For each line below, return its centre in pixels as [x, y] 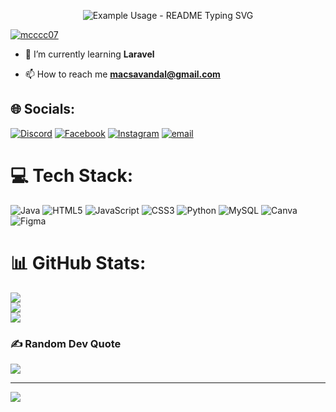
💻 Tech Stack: [72, 176]
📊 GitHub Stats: [78, 262]
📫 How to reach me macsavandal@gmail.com [122, 74]
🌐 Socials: [43, 109]
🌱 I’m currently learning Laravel [89, 54]
